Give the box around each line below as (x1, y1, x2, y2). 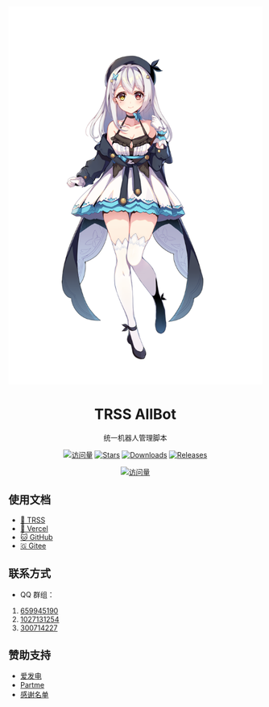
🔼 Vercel (19, 523, 48, 533)
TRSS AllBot (93, 405, 177, 424)
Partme (19, 680, 45, 690)
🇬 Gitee (19, 541, 47, 550)
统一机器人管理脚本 (103, 433, 168, 442)
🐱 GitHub (19, 532, 53, 542)
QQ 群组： (19, 589, 55, 599)
